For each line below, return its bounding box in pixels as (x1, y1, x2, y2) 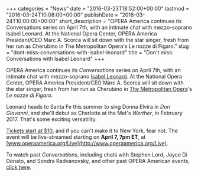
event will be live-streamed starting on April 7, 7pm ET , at (6, 133, 146, 141)
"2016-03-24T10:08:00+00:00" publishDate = (6, 11, 119, 18)
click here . (6, 164, 32, 171)
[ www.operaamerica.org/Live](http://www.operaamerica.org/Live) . (6, 140, 168, 146)
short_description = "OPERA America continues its (59, 18, 182, 24)
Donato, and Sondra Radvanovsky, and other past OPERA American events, (6, 158, 190, 164)
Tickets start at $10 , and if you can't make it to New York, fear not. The (6, 127, 178, 134)
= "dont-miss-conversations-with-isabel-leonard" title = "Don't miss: (6, 49, 174, 56)
